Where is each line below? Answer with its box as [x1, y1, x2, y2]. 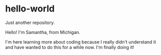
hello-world [5, 3, 55, 14]
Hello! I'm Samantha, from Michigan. [5, 29, 81, 35]
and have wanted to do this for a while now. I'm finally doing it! [5, 44, 134, 50]
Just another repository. [5, 19, 55, 25]
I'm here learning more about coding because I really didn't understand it [5, 38, 156, 45]
